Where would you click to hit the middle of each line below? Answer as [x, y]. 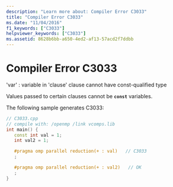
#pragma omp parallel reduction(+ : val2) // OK [78, 167]
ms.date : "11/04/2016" [34, 22]
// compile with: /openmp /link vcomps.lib [61, 124]
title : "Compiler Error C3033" [45, 17]
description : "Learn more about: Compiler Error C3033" [76, 12]
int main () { [22, 130]
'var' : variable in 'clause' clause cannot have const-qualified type [86, 85]
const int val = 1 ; [38, 135]
